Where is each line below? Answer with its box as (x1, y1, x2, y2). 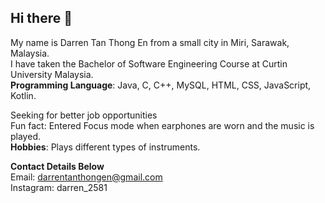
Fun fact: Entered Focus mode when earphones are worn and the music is (10, 119, 315, 131)
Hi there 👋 (10, 10, 73, 27)
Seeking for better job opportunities (10, 109, 158, 121)
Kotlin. (10, 89, 37, 101)
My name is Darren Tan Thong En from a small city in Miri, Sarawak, (10, 36, 290, 48)
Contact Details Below (10, 160, 105, 172)
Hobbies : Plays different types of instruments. (10, 141, 201, 153)
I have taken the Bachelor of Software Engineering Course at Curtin (10, 57, 288, 70)
